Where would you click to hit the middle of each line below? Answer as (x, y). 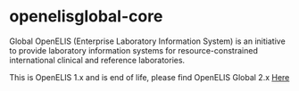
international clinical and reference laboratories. (97, 60)
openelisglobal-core (86, 17)
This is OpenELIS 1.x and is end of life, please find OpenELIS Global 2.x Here (149, 77)
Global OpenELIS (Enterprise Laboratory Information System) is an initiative (147, 41)
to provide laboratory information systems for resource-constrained (134, 50)
